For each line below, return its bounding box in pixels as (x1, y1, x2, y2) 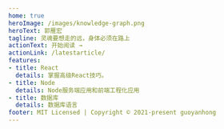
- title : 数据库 (8, 94, 59, 102)
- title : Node (8, 79, 56, 87)
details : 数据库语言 (15, 101, 78, 109)
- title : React (8, 64, 59, 72)
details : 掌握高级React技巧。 (15, 71, 108, 79)
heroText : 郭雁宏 (8, 26, 62, 34)
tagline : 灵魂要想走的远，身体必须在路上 (8, 34, 130, 42)
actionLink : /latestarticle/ (8, 49, 106, 57)
